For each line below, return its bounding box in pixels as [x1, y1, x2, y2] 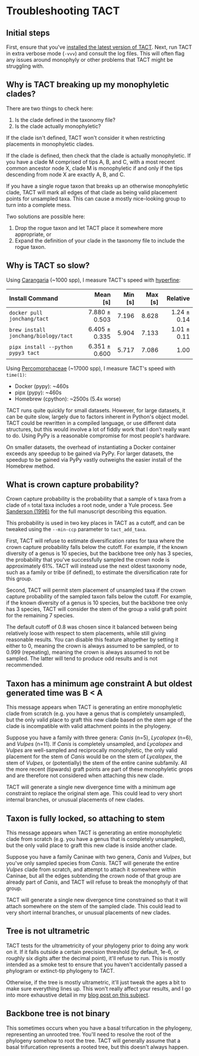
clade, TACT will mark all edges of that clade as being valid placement [6, 188, 178, 196]
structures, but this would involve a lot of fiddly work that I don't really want [6, 425, 191, 433]
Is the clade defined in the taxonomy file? [14, 116, 115, 123]
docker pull [9, 309, 43, 316]
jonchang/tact [9, 315, 49, 322]
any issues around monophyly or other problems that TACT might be [6, 56, 174, 63]
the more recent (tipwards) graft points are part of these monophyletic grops [6, 765, 193, 773]
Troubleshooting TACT [6, 4, 120, 18]
